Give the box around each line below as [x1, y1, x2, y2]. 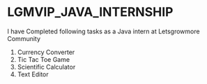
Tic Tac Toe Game [17, 55, 70, 63]
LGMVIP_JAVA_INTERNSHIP [7, 4, 174, 20]
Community [7, 34, 40, 42]
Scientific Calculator [17, 62, 76, 71]
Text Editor [17, 70, 49, 78]
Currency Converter [17, 48, 75, 56]
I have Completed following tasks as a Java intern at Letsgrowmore [7, 27, 200, 35]
